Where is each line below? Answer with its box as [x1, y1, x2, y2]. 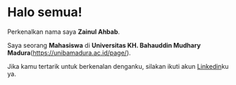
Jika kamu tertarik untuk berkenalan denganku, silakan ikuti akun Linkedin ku [7, 62, 229, 70]
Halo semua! [7, 4, 82, 20]
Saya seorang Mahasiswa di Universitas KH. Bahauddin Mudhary [7, 41, 201, 49]
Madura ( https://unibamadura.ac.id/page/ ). [7, 48, 132, 57]
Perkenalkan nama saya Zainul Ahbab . [7, 27, 120, 36]
